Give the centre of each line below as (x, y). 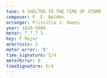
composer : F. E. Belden (35, 17)
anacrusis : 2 (22, 45)
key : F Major (22, 39)
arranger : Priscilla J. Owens (43, 22)
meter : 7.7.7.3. (26, 33)
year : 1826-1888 (26, 28)
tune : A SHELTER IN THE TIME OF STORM (53, 11)
